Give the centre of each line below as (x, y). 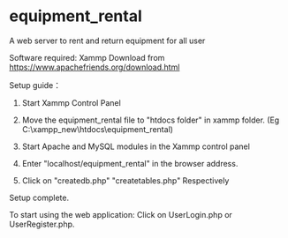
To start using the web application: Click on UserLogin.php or (121, 214)
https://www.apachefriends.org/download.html (95, 67)
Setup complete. (39, 197)
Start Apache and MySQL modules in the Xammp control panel (136, 146)
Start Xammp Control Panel (71, 102)
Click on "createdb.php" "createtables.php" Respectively (125, 180)
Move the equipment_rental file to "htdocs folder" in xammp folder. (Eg (151, 120)
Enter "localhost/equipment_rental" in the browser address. (130, 163)
